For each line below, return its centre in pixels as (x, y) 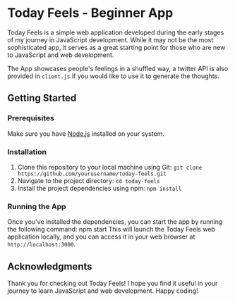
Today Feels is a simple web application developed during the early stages (116, 32)
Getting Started (42, 98)
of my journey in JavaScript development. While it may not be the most (110, 39)
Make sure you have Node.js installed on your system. (86, 133)
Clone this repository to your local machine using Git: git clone (110, 167)
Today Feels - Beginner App (90, 13)
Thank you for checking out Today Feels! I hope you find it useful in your (113, 284)
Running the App (37, 206)
